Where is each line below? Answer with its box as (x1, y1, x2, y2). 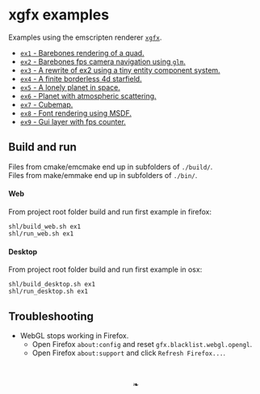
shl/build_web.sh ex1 (8, 222, 82, 231)
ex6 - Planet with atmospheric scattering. (19, 91, 157, 100)
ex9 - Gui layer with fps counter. (19, 117, 127, 126)
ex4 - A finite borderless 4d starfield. (19, 74, 143, 83)
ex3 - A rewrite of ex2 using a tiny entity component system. (19, 65, 220, 74)
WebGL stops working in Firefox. (19, 330, 129, 341)
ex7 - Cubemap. (19, 100, 73, 109)
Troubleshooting (8, 309, 94, 323)
